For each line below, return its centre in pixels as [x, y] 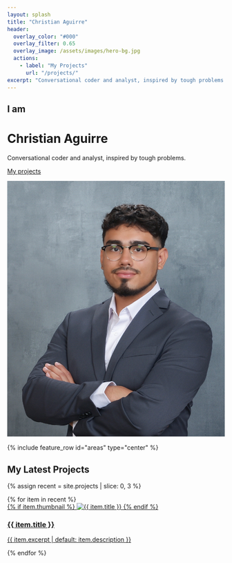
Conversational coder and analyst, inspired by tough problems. [97, 158]
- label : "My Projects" [54, 66]
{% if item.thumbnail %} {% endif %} [83, 507]
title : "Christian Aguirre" [48, 22]
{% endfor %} [27, 553]
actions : [26, 59]
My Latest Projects [48, 469]
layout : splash [29, 15]
